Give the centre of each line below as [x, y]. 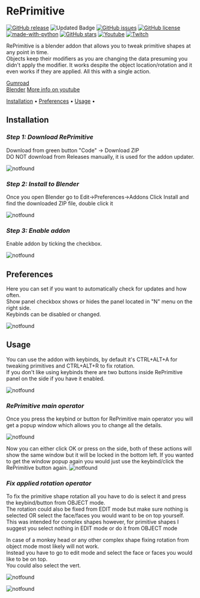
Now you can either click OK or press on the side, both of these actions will [99, 449]
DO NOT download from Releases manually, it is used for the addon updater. [100, 156]
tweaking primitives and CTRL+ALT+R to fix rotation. [70, 366]
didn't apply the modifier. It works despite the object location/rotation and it [99, 65]
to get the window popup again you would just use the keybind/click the [95, 461]
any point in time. [28, 52]
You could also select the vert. [44, 566]
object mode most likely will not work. [53, 546]
